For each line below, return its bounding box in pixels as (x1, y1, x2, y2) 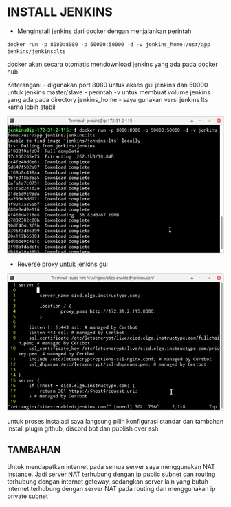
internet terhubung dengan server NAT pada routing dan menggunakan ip (7, 484, 216, 493)
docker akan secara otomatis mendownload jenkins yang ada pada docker (7, 60, 218, 68)
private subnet (7, 492, 48, 500)
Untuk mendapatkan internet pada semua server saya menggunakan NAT (7, 462, 215, 470)
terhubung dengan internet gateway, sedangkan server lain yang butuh (7, 477, 208, 486)
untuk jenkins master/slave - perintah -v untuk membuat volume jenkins (7, 87, 211, 96)
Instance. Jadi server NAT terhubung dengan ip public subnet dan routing (7, 470, 216, 478)
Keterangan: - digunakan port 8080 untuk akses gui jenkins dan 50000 (7, 81, 208, 89)
